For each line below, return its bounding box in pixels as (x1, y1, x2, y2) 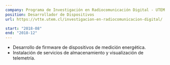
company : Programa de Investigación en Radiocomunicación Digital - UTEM (5, 7, 165, 13)
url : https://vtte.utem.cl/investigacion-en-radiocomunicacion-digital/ (5, 17, 163, 22)
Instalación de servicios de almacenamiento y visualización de (12, 50, 144, 56)
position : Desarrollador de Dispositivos (5, 12, 95, 17)
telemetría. (12, 55, 36, 61)
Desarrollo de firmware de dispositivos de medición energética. (12, 44, 146, 50)
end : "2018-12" (5, 31, 38, 36)
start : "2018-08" (5, 26, 42, 31)
